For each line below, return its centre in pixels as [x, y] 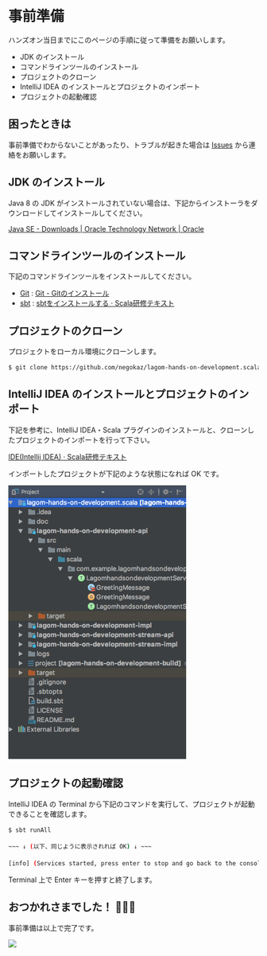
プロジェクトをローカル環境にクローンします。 [84, 352]
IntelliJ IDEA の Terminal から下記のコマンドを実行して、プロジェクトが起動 [132, 804]
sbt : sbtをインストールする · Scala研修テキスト [97, 303]
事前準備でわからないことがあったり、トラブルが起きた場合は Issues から [128, 145]
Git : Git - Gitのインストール [64, 293]
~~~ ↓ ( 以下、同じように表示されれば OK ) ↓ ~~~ [80, 847]
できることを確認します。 [50, 814]
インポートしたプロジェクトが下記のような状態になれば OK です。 [116, 474]
